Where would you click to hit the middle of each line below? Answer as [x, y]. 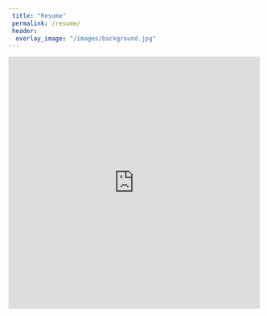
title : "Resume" [39, 16]
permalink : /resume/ [46, 23]
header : [25, 31]
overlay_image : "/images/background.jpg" [86, 38]
